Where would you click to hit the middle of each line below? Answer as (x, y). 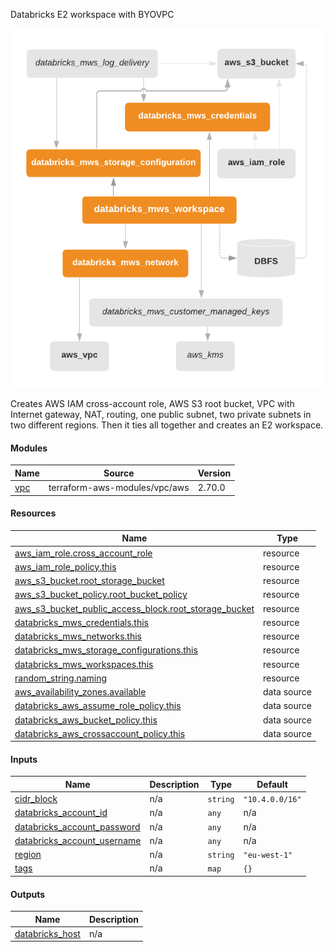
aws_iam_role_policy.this (65, 566)
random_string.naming (61, 678)
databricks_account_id (61, 813)
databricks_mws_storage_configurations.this (106, 650)
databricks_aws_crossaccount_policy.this (100, 733)
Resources (33, 513)
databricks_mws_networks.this (78, 636)
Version (214, 473)
